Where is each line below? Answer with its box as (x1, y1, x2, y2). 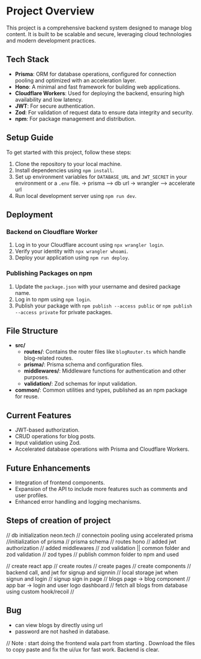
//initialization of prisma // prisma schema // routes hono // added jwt (6, 537, 177, 545)
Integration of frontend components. (14, 478, 105, 486)
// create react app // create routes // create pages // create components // (6, 562, 191, 569)
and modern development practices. (6, 37, 96, 44)
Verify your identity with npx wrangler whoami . (14, 248, 128, 255)
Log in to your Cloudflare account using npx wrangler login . (14, 241, 164, 249)
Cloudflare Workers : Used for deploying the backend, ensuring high (14, 89, 185, 97)
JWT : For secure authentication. (14, 102, 95, 110)
